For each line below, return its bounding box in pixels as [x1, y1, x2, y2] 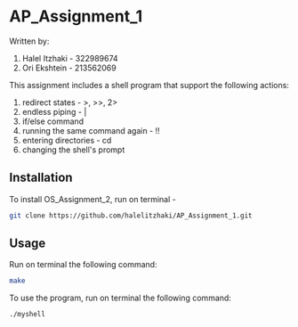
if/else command [21, 116, 85, 127]
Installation [9, 170, 73, 185]
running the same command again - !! [21, 125, 160, 135]
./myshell [9, 310, 46, 319]
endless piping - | [21, 106, 87, 117]
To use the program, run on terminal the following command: [9, 292, 231, 304]
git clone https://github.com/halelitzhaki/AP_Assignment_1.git [9, 211, 253, 220]
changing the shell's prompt [21, 144, 125, 155]
